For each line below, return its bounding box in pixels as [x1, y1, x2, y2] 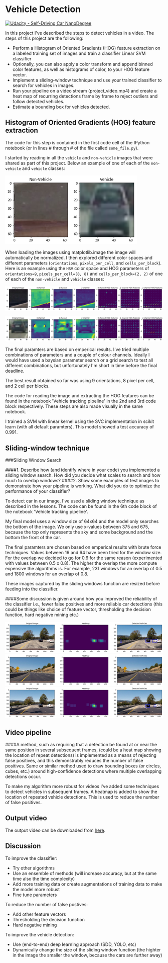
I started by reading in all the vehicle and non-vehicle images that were [5, 154, 153, 160]
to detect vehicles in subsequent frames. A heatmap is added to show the [5, 789, 157, 795]
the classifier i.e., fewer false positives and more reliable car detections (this [5, 601, 163, 607]
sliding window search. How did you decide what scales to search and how [5, 472, 160, 478]
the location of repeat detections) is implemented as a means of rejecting [5, 752, 157, 758]
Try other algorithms [12, 865, 55, 871]
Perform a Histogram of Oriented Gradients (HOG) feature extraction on [12, 45, 160, 51]
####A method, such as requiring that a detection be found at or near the [5, 742, 157, 748]
